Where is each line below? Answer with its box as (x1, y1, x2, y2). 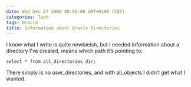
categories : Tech (6, 14, 49, 20)
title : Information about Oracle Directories (6, 25, 120, 31)
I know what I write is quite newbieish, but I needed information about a (6, 41, 180, 48)
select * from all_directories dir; (6, 59, 96, 65)
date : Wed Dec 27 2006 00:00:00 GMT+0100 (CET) (6, 8, 126, 15)
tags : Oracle (6, 19, 38, 25)
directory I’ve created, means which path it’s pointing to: (6, 48, 143, 55)
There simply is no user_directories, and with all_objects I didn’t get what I (6, 69, 186, 76)
